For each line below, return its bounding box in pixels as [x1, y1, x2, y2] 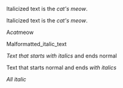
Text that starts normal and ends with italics [6, 64, 117, 71]
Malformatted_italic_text [6, 41, 67, 47]
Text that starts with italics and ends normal [6, 52, 117, 59]
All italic [6, 76, 26, 83]
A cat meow [6, 29, 34, 36]
